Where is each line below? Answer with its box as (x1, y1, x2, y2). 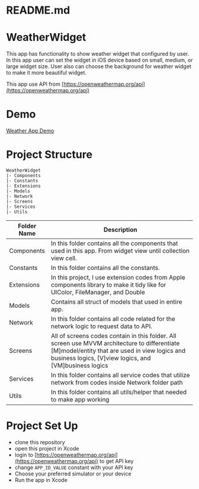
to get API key (99, 457, 134, 465)
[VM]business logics (50, 362, 108, 369)
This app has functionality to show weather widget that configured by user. (6, 50, 190, 57)
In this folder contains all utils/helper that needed (50, 388, 187, 396)
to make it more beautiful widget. (6, 69, 87, 76)
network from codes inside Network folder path (50, 378, 183, 387)
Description (103, 226, 137, 234)
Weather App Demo (6, 127, 54, 134)
